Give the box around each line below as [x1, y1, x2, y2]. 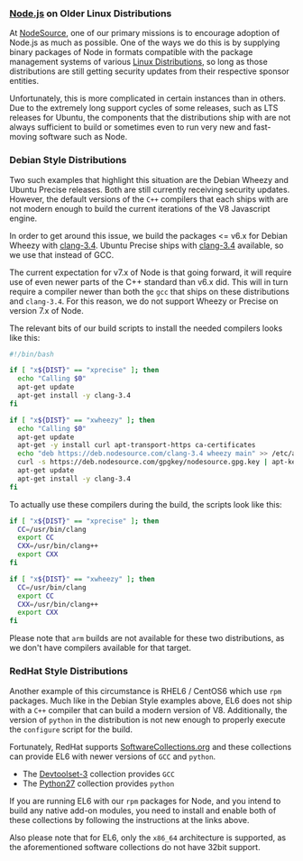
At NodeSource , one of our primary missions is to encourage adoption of [9, 28, 280, 39]
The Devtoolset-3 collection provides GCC [22, 768, 176, 779]
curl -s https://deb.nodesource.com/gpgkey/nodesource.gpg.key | [17, 458, 269, 467]
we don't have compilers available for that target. [9, 643, 192, 654]
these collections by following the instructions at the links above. [9, 814, 250, 825]
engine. [9, 213, 38, 224]
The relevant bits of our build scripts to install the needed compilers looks [9, 323, 283, 334]
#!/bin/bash [9, 350, 54, 359]
